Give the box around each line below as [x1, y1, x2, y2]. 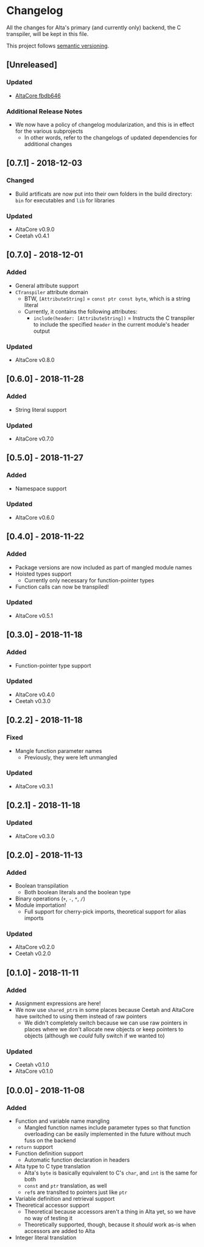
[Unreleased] [6, 60, 58, 70]
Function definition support [15, 1150, 83, 1157]
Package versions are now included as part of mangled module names [15, 563, 192, 571]
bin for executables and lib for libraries [15, 196, 115, 204]
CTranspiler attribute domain [15, 288, 88, 295]
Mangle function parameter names [15, 747, 102, 754]
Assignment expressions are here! [15, 1000, 101, 1007]
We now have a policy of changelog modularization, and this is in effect [15, 121, 195, 128]
